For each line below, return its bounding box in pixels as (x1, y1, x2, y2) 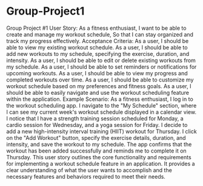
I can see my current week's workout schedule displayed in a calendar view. (6, 108, 197, 115)
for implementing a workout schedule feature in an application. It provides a (6, 160, 195, 167)
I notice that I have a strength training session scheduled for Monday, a (6, 114, 184, 122)
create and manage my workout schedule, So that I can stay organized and (6, 30, 194, 38)
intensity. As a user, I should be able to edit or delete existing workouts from (6, 57, 196, 64)
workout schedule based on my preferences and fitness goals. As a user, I (6, 82, 191, 89)
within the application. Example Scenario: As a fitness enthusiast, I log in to (6, 95, 194, 103)
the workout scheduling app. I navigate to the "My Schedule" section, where (6, 102, 197, 109)
